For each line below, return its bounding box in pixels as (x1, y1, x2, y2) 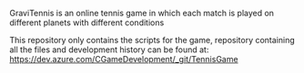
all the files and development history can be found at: (9, 44, 209, 55)
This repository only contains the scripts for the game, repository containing (9, 35, 296, 45)
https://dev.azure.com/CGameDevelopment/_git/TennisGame (9, 54, 238, 64)
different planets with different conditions (9, 17, 165, 28)
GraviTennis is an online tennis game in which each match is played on (9, 8, 275, 18)
